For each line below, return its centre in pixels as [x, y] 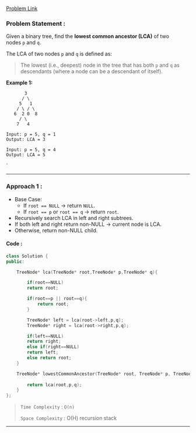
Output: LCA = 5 [26, 155]
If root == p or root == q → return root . [71, 212]
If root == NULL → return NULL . [59, 205]
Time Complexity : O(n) [47, 407]
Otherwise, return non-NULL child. [56, 230]
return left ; [43, 353]
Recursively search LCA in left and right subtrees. [74, 218]
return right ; [44, 342]
